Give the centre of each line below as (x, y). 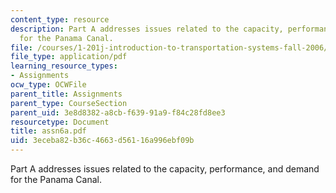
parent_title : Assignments (66, 94)
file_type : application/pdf (69, 57)
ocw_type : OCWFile (48, 85)
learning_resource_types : (64, 66)
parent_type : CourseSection (69, 103)
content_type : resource (60, 19)
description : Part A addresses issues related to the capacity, (147, 29)
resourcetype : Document (60, 122)
